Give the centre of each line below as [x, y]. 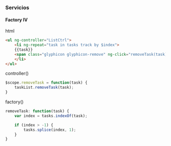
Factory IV [17, 20]
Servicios [17, 8]
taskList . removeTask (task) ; [44, 88]
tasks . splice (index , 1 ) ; [50, 130]
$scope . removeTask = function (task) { [46, 83]
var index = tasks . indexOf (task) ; [51, 116]
